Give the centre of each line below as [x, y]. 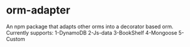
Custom [16, 39]
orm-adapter [38, 10]
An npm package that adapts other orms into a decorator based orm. [90, 26]
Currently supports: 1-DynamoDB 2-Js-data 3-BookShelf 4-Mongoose [92, 32]
